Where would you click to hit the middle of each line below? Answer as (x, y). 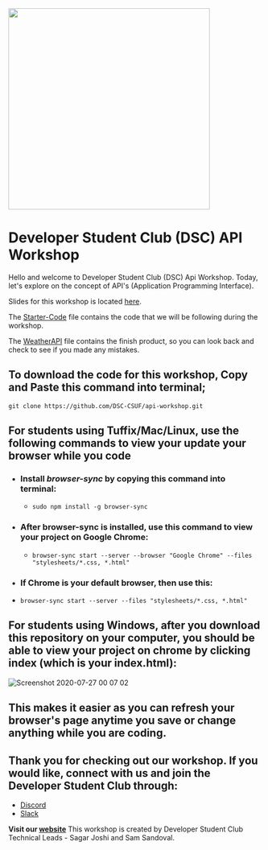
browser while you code (70, 456)
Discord (33, 805)
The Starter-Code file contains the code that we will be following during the (133, 316)
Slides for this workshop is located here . (75, 301)
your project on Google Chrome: (84, 537)
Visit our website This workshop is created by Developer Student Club (126, 829)
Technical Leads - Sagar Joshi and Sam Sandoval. (92, 838)
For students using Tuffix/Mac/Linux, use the (124, 431)
